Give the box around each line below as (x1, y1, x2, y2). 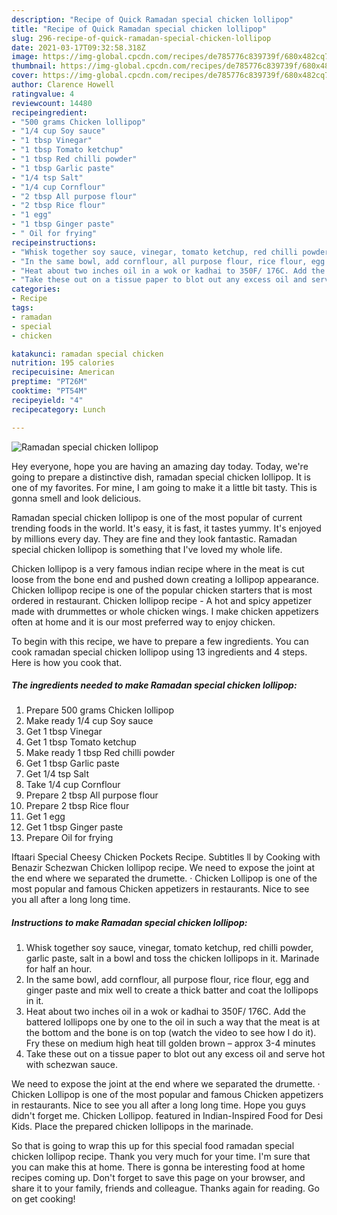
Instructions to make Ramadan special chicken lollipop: (11, 917, 248, 929)
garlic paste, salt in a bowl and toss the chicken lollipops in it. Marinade (25, 952, 320, 965)
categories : (11, 284, 61, 295)
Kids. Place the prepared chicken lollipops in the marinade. (11, 1121, 254, 1133)
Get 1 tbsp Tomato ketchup (25, 736, 137, 748)
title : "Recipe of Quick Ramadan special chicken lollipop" (11, 24, 268, 34)
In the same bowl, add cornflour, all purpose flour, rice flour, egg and (25, 974, 310, 986)
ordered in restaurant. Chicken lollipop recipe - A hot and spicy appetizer (11, 594, 312, 606)
